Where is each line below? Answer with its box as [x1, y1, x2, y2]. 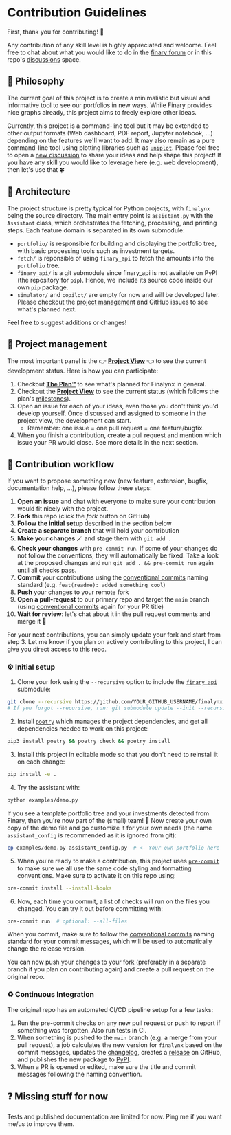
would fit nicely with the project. [16, 505, 109, 513]
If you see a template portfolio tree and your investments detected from [7, 809, 210, 817]
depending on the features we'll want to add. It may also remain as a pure [7, 136, 215, 144]
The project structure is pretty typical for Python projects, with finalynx [7, 204, 210, 212]
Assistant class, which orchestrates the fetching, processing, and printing [7, 219, 217, 227]
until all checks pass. [16, 566, 77, 575]
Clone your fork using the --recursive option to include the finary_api [16, 678, 218, 686]
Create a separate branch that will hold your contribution [16, 527, 180, 535]
